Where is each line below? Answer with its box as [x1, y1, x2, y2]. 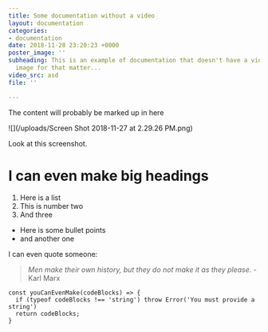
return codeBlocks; [15, 310, 81, 318]
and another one [19, 234, 75, 244]
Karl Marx [27, 274, 61, 283]
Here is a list [19, 193, 61, 202]
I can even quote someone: [8, 250, 98, 259]
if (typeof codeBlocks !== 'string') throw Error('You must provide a [15, 296, 255, 304]
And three [19, 210, 53, 220]
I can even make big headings [8, 166, 209, 185]
